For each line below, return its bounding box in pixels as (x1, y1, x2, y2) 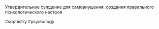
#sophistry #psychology (5, 19, 55, 24)
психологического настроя (5, 9, 63, 15)
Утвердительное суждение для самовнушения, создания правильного (5, 4, 154, 10)
